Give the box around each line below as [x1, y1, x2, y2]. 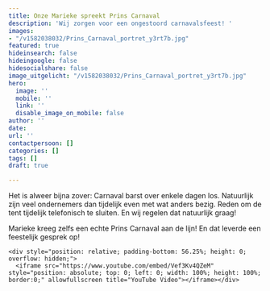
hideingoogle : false [8, 57, 78, 65]
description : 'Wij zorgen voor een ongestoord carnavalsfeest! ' [8, 19, 232, 27]
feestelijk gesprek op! [8, 232, 81, 242]
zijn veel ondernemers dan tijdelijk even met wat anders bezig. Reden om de [8, 199, 262, 210]
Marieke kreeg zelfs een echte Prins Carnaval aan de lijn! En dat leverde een [8, 223, 262, 234]
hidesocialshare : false [8, 64, 89, 73]
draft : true [8, 162, 48, 170]
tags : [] [8, 154, 38, 162]
